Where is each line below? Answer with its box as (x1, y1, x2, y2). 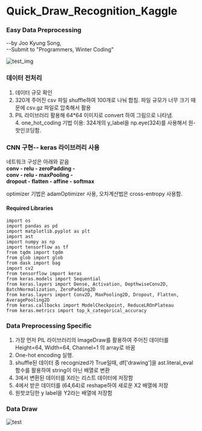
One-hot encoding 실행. (14, 351, 74, 358)
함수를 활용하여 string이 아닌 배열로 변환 (14, 366, 110, 374)
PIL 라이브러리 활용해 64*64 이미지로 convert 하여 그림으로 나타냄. (14, 111, 174, 118)
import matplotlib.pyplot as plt (6, 228, 90, 235)
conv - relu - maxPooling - (6, 171, 74, 179)
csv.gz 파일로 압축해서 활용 (26, 104, 92, 111)
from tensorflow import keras (6, 271, 83, 277)
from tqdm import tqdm (6, 250, 63, 256)
